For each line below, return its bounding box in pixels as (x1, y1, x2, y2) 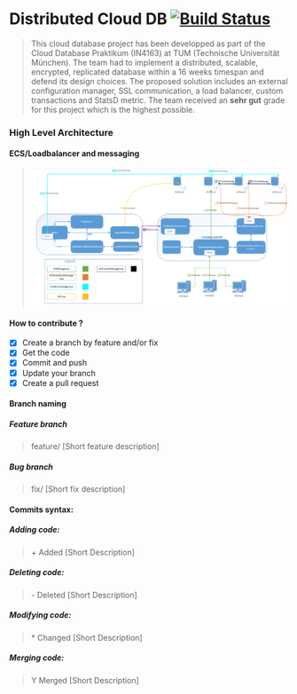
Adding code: (9, 524, 60, 535)
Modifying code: (9, 610, 72, 620)
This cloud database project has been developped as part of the (30, 38, 266, 49)
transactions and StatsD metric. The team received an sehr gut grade (30, 94, 285, 106)
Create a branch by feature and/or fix (21, 337, 159, 348)
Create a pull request (21, 377, 99, 388)
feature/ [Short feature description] (30, 441, 160, 452)
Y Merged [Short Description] (30, 674, 139, 685)
